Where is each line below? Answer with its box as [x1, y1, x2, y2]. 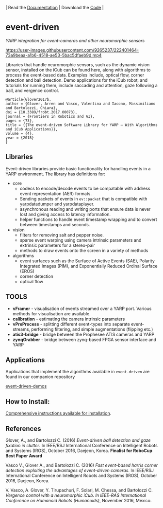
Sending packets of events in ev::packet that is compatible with [19, 196, 147, 201]
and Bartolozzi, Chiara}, [5, 105, 58, 110]
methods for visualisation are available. [12, 310, 91, 316]
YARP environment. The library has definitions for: [5, 171, 106, 177]
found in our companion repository [5, 374, 75, 380]
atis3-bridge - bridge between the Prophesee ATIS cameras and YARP [12, 331, 155, 337]
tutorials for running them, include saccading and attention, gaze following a [5, 82, 158, 88]
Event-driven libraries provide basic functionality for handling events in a [5, 165, 151, 171]
